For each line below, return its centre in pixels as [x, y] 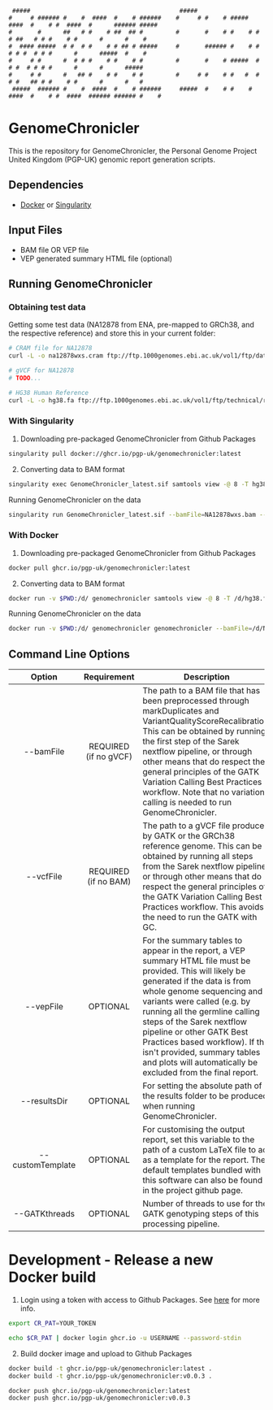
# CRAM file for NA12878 [50, 349]
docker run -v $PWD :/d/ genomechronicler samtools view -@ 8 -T [119, 598]
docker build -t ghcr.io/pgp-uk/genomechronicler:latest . [110, 1369]
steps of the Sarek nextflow [195, 1022]
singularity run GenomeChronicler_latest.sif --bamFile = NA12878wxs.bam [132, 514]
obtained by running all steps [197, 857]
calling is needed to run [187, 802]
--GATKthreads [44, 1214]
